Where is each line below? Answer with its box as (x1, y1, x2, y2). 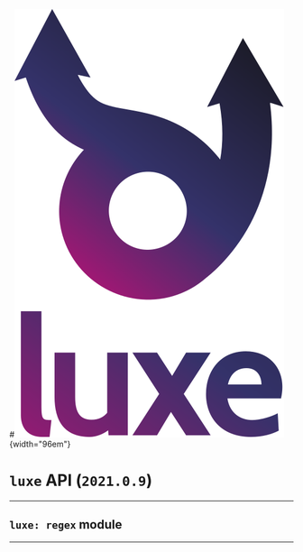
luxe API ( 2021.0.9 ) (9, 470, 153, 491)
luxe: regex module (9, 517, 123, 532)
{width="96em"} (9, 438, 71, 449)
